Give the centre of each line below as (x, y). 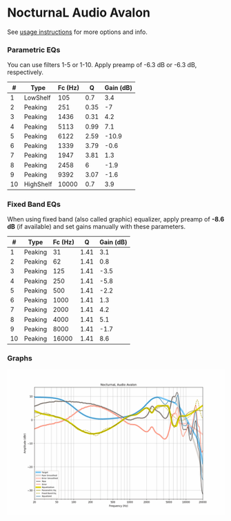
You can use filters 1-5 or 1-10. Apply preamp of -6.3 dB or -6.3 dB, (102, 65)
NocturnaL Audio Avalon (79, 13)
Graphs (20, 358)
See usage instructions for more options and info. (78, 32)
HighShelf (38, 184)
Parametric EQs (34, 50)
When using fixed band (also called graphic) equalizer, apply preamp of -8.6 (116, 219)
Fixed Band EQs (34, 204)
